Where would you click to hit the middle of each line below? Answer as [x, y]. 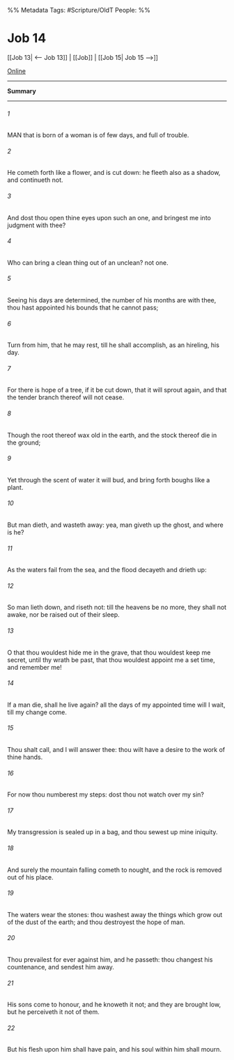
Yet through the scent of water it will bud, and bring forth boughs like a [109, 479]
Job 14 [27, 38]
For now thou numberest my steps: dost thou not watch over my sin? [106, 794]
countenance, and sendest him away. [61, 967]
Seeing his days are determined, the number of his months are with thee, [112, 300]
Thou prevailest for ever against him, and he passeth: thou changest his [110, 960]
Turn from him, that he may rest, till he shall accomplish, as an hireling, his [113, 345]
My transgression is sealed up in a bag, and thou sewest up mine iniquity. [112, 832]
